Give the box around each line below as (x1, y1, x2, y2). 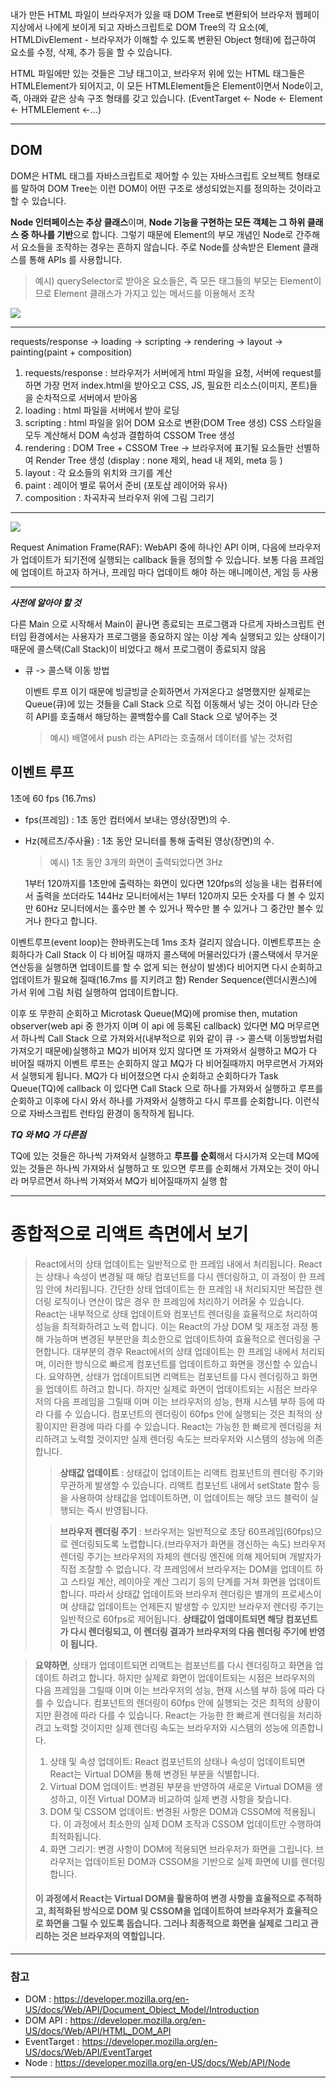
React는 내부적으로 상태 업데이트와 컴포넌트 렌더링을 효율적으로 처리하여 (34, 1308, 318, 1320)
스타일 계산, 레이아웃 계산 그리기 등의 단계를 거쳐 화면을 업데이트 (70, 1575, 322, 1587)
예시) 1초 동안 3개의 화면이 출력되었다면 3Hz (49, 856, 223, 868)
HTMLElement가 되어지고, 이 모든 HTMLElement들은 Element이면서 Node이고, (10, 80, 324, 92)
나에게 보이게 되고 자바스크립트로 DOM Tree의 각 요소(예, (44, 21, 269, 33)
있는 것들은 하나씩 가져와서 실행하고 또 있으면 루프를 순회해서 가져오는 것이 (10, 1162, 302, 1174)
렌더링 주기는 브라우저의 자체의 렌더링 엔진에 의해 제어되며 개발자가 (59, 1550, 322, 1562)
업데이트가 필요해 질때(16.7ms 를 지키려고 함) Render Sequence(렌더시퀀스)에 (10, 973, 318, 985)
